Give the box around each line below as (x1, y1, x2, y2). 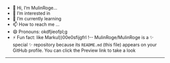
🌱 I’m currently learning (12, 16, 62, 21)
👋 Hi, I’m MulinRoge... (12, 5, 58, 11)
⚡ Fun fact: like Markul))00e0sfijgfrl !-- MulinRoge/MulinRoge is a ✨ (12, 35, 154, 40)
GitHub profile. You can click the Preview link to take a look (12, 47, 136, 53)
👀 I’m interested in (12, 10, 51, 16)
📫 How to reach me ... (12, 21, 60, 27)
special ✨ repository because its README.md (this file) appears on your (12, 42, 157, 48)
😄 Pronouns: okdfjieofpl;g (12, 28, 68, 35)
